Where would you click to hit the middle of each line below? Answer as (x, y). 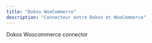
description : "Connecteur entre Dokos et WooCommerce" (76, 17)
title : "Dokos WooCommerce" (41, 12)
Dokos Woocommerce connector (47, 34)
